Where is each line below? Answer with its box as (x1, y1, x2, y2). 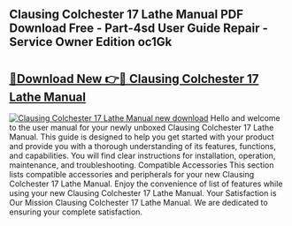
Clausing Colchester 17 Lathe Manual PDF (9, 7, 244, 22)
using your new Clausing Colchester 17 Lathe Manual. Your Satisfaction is (9, 188, 277, 198)
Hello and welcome (210, 113, 280, 123)
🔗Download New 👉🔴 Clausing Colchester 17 (9, 71, 259, 87)
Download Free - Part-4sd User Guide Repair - (9, 21, 268, 36)
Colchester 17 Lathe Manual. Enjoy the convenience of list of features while (9, 178, 283, 189)
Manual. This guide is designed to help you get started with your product (9, 132, 274, 142)
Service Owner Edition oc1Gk (9, 34, 173, 49)
